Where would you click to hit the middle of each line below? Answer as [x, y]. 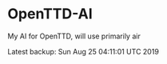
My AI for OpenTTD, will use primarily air [74, 36]
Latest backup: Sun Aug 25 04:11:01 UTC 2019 [83, 51]
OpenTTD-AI [50, 14]
